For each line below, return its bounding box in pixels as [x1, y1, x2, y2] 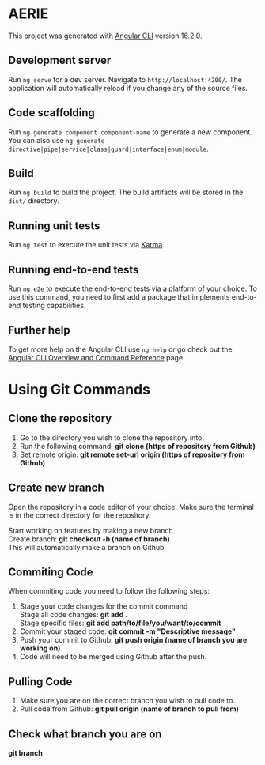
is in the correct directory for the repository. [8, 511, 152, 520]
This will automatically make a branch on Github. [8, 542, 167, 552]
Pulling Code [8, 675, 73, 688]
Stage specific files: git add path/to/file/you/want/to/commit [19, 618, 221, 628]
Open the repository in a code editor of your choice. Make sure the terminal [8, 502, 255, 511]
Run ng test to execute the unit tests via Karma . [8, 240, 165, 250]
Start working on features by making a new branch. [8, 526, 176, 535]
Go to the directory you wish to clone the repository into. [19, 432, 204, 443]
